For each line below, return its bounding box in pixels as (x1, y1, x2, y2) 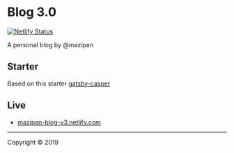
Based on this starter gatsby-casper (7, 79, 111, 88)
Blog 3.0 (7, 4, 57, 20)
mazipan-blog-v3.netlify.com (17, 118, 101, 126)
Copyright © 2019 (7, 138, 59, 146)
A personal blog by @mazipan (7, 40, 94, 49)
